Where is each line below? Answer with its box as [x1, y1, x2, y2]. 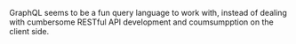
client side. [9, 26, 50, 36]
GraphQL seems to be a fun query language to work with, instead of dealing [9, 8, 287, 18]
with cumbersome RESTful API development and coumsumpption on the [9, 17, 274, 27]
